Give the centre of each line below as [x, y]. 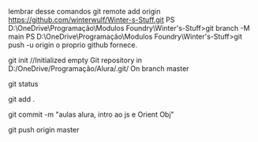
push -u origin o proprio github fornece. [73, 45]
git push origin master [44, 130]
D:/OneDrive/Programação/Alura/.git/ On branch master [99, 69]
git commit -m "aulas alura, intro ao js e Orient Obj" [92, 114]
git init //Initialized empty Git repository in [75, 60]
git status [23, 84]
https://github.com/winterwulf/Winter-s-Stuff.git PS [92, 20]
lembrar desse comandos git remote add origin [84, 11]
